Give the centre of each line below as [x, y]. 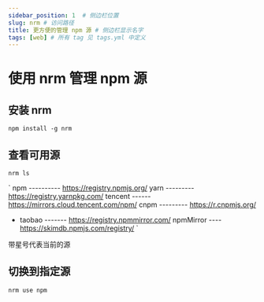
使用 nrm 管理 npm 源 [78, 79]
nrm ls [19, 174]
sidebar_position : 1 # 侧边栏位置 [64, 15]
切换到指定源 [39, 272]
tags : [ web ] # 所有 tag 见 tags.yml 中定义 [77, 37]
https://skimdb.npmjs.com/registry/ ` [79, 228]
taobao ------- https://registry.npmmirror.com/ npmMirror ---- [121, 220]
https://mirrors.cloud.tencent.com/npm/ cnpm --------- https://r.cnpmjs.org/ [132, 204]
